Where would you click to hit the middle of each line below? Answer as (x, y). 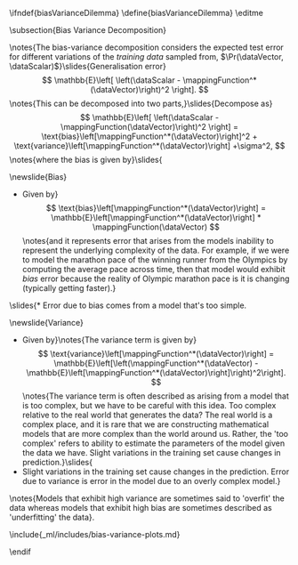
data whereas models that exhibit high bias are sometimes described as (141, 508)
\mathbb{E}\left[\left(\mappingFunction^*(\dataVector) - (156, 363)
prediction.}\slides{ (57, 462)
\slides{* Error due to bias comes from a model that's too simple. (128, 305)
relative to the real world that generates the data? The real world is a (147, 415)
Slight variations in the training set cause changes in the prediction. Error (156, 472)
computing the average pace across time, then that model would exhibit (153, 269)
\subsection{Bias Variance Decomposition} (88, 30)
